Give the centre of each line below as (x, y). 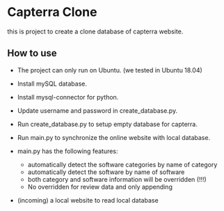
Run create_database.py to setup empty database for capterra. (107, 124)
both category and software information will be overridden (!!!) (117, 179)
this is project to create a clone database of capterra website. (95, 31)
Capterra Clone (52, 12)
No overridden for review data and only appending (100, 187)
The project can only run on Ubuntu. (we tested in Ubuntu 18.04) (110, 70)
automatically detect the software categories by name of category (122, 164)
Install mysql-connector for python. (68, 97)
